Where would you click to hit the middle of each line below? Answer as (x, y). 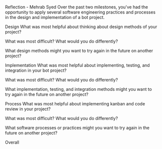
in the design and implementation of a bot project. (55, 17)
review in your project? (28, 109)
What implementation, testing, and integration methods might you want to (78, 89)
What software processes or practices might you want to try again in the (77, 128)
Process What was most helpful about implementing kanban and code (75, 104)
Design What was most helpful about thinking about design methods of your (81, 27)
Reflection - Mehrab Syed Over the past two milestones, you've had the (77, 7)
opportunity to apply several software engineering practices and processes (80, 12)
